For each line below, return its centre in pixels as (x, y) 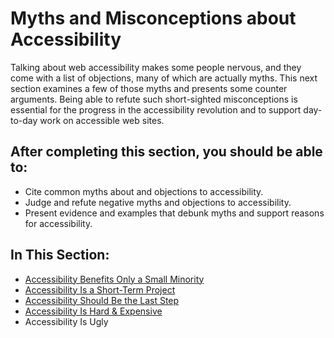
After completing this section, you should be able (166, 152)
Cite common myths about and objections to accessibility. (144, 191)
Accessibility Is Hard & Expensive (93, 311)
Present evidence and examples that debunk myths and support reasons (174, 213)
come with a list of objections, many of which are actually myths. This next (164, 78)
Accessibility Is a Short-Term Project (100, 289)
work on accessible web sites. (102, 120)
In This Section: (60, 255)
